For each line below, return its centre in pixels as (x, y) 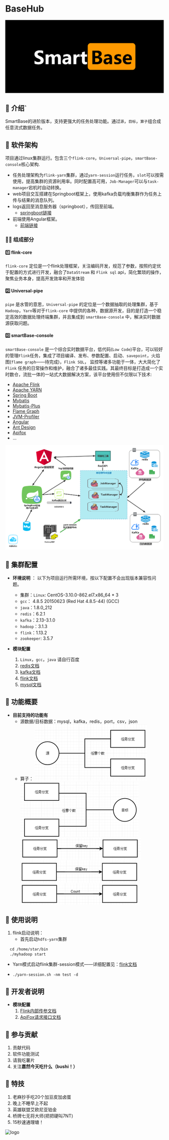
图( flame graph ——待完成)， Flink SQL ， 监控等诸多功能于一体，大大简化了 (83, 362)
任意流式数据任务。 (25, 128)
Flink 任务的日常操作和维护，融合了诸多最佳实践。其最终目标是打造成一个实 (84, 368)
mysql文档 (31, 685)
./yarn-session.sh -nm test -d (45, 975)
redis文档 (30, 665)
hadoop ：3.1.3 (34, 626)
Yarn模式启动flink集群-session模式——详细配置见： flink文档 (75, 964)
